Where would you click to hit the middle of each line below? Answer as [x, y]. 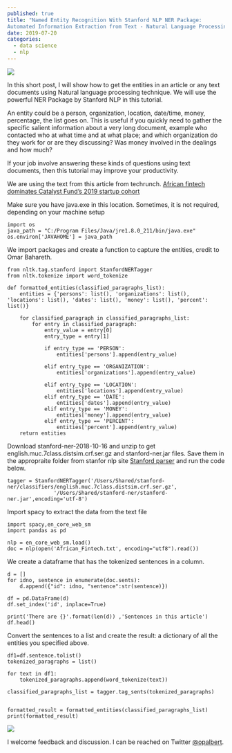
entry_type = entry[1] [77, 336]
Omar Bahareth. [30, 257]
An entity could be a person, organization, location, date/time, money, [106, 113]
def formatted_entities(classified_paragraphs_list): [86, 288]
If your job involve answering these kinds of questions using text [99, 163]
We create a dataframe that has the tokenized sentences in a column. [106, 561]
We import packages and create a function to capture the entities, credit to [113, 249]
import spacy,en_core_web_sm [49, 524]
